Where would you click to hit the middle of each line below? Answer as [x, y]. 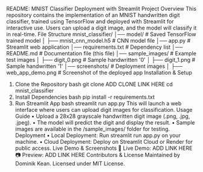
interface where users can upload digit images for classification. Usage [104, 110]
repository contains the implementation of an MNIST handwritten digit [93, 15]
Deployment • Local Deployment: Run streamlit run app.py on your [98, 135]
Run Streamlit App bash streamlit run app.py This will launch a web [98, 103]
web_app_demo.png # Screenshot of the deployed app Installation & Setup [99, 72]
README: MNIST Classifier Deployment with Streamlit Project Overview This [101, 9]
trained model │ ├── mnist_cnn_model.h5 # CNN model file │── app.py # [98, 41]
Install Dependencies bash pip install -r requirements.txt [85, 97]
